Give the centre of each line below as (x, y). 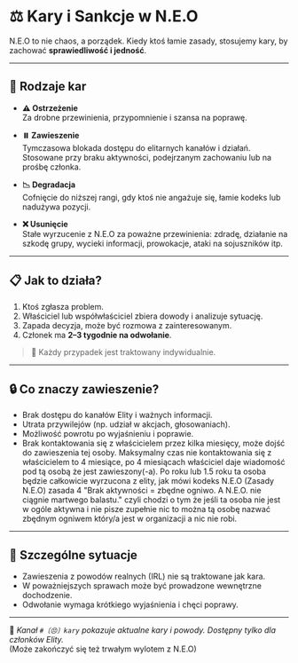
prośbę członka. (51, 167)
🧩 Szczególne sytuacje (73, 555)
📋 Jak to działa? (55, 281)
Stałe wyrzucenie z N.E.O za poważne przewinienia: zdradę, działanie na (155, 233)
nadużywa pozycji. (56, 207)
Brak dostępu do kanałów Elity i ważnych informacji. (117, 415)
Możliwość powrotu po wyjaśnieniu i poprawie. (108, 434)
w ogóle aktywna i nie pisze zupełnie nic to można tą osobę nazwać (146, 509)
